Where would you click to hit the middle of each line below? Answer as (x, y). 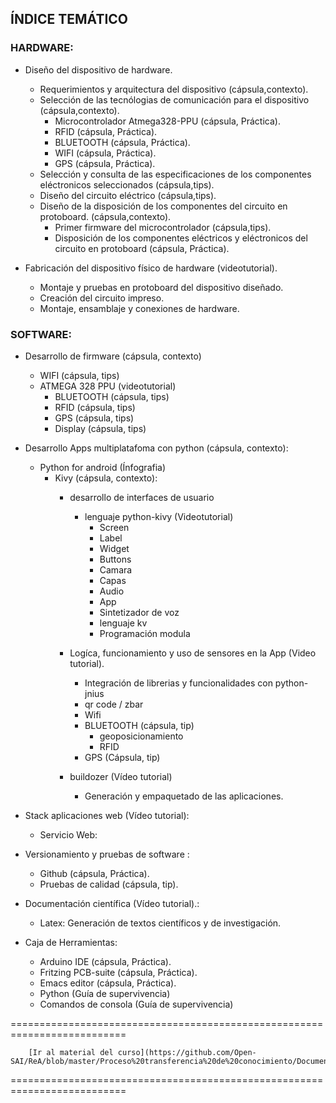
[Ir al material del (71, 1052)
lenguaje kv (123, 623)
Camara (116, 569)
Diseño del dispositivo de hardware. (98, 69)
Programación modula (145, 633)
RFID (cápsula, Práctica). (106, 131)
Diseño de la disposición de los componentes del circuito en (163, 206)
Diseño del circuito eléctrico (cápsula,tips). (128, 195)
